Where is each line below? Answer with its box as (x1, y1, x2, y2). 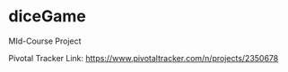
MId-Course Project (8, 36, 82, 46)
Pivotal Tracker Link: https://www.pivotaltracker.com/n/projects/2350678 (8, 52, 279, 63)
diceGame (8, 6, 86, 27)
